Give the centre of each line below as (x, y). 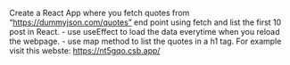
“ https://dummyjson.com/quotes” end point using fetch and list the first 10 (145, 22)
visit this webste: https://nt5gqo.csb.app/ (85, 51)
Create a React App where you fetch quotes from (99, 13)
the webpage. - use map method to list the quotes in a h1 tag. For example (145, 41)
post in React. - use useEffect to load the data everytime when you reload (145, 32)
